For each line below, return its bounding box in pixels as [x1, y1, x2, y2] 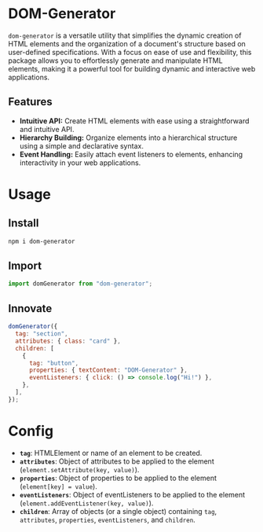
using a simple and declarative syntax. [19, 141, 144, 150]
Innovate [8, 302, 53, 315]
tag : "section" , [15, 330, 68, 338]
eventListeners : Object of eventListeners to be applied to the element [19, 490, 246, 499]
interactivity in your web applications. [19, 158, 141, 167]
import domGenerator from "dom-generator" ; [8, 280, 153, 288]
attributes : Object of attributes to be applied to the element [19, 457, 214, 466]
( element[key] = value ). [19, 481, 98, 491]
